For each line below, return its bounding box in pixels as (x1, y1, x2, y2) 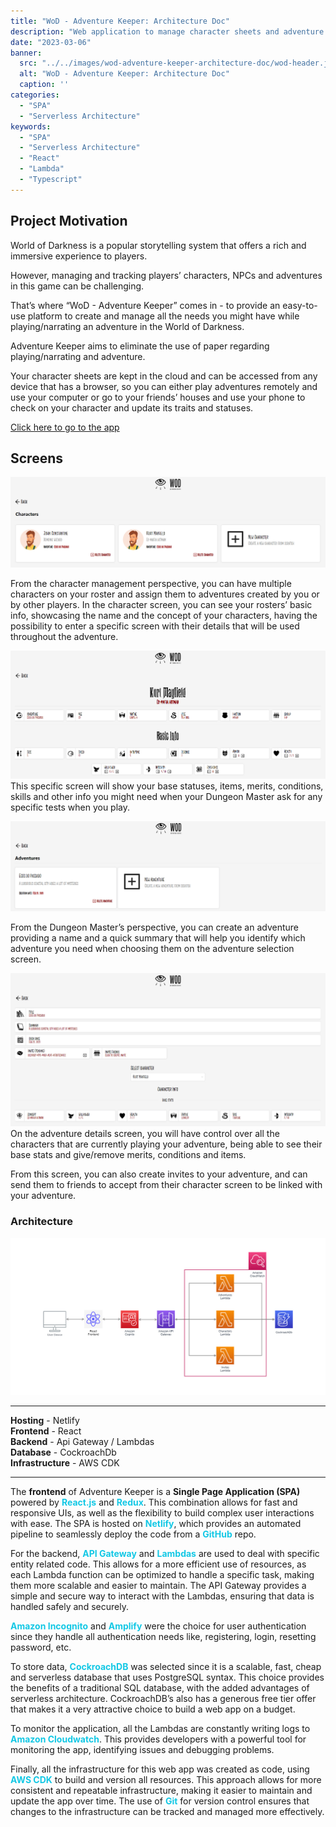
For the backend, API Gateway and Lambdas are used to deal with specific (10, 1548, 320, 1560)
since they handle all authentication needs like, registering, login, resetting (10, 1631, 317, 1643)
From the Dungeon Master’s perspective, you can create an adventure (10, 921, 299, 934)
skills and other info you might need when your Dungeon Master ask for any (10, 791, 323, 803)
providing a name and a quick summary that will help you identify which (10, 932, 306, 944)
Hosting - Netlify (10, 1415, 80, 1427)
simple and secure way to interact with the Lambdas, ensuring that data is (10, 1590, 315, 1602)
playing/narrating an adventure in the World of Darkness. (10, 320, 245, 332)
